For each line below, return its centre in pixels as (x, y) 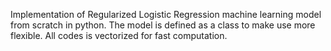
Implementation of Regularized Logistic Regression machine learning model (166, 14)
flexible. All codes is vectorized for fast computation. (119, 35)
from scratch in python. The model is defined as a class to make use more (163, 25)
